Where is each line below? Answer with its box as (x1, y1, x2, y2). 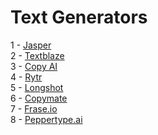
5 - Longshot (10, 81, 64, 93)
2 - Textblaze (10, 49, 65, 61)
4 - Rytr (10, 71, 43, 83)
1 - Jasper (10, 39, 52, 51)
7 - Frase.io (10, 102, 58, 115)
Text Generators (10, 6, 148, 29)
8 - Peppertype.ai (10, 113, 83, 125)
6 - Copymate (10, 92, 68, 104)
